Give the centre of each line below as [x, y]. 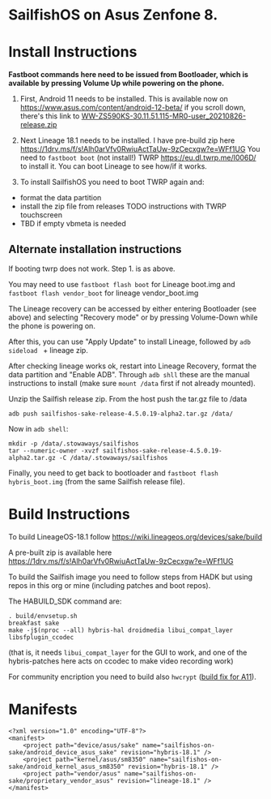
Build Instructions [70, 515]
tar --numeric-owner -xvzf [54, 451]
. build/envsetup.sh [43, 616]
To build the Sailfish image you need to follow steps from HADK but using [131, 577]
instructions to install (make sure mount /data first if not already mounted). [132, 383]
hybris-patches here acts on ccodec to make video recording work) [121, 661]
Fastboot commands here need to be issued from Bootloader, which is [129, 75]
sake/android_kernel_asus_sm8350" [67, 767]
